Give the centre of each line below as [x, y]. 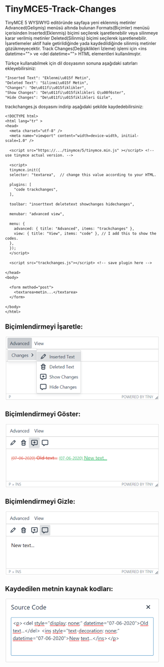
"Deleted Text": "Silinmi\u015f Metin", [47, 83]
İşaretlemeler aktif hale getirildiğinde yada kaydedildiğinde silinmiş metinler [81, 43]
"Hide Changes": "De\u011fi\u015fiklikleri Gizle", [59, 97]
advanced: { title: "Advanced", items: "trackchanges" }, [74, 228]
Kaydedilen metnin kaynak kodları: [59, 589]
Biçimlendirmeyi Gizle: [40, 501]
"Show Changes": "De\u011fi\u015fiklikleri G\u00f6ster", [65, 92]
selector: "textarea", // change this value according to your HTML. [83, 175]
